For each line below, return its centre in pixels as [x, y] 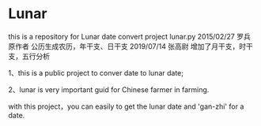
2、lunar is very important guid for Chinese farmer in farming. [109, 89]
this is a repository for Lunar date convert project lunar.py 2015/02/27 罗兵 [129, 36]
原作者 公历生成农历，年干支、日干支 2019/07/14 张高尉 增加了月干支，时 [127, 46]
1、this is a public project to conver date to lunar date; [96, 72]
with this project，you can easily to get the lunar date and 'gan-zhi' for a [126, 106]
